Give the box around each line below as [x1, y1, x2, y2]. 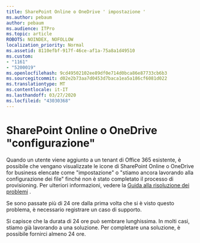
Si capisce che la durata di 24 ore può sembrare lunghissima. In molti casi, [6, 217, 190, 224]
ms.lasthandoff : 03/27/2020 [6, 92, 77, 98]
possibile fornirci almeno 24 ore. [6, 230, 86, 237]
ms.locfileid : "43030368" [6, 98, 71, 104]
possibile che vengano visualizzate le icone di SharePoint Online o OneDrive [6, 162, 195, 169]
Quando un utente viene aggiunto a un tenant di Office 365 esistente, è [6, 156, 181, 163]
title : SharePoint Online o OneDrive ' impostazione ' [6, 8, 146, 15]
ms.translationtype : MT [6, 81, 66, 87]
